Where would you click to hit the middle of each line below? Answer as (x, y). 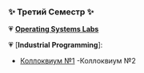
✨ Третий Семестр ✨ (51, 12)
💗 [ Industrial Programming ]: (56, 45)
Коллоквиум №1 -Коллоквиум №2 (78, 61)
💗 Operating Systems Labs (54, 29)
